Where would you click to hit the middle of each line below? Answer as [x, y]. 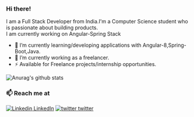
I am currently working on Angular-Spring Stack [63, 34]
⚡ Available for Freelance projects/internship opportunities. [85, 64]
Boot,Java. [27, 51]
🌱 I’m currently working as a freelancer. [62, 58]
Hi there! [19, 9]
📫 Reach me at [28, 94]
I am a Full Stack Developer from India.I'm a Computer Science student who [97, 22]
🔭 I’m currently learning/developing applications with [78, 45]
